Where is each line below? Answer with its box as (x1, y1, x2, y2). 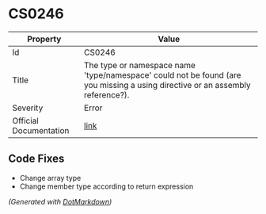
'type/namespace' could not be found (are (84, 69, 241, 80)
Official (12, 115, 40, 126)
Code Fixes (8, 152, 65, 166)
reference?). (84, 89, 130, 100)
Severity (12, 102, 44, 113)
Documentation (12, 124, 70, 136)
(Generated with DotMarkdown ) (8, 197, 112, 206)
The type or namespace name (84, 59, 196, 71)
